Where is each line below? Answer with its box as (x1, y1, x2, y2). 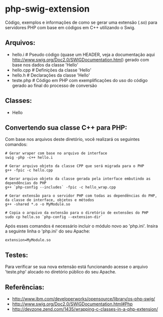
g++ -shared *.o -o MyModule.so (5, 202, 70, 207)
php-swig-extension (5, 3, 90, 15)
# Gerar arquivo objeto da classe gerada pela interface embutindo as (5, 176, 151, 182)
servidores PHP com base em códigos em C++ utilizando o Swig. (5, 24, 136, 30)
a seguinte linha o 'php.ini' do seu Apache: (5, 228, 91, 234)
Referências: (5, 283, 45, 291)
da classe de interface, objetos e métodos (5, 198, 95, 202)
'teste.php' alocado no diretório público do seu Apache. (5, 269, 116, 275)
